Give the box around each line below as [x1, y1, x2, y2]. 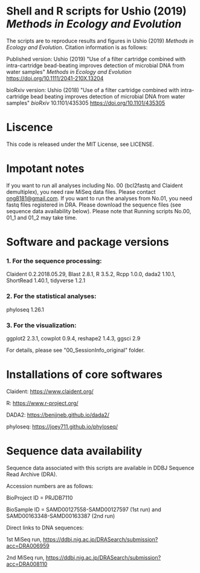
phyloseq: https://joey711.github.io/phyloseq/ [6, 423, 118, 430]
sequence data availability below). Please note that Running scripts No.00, [6, 207, 192, 214]
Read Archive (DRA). [6, 471, 57, 478]
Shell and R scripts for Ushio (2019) [6, 4, 187, 18]
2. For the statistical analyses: [6, 292, 97, 300]
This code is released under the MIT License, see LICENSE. [6, 141, 154, 148]
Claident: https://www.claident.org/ [6, 388, 94, 395]
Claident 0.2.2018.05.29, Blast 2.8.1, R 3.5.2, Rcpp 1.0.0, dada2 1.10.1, [6, 271, 176, 278]
